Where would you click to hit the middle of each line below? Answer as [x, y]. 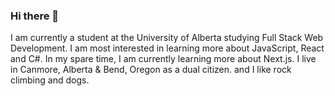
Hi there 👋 [35, 16]
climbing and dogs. [50, 80]
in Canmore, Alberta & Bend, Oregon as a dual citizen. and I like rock [151, 70]
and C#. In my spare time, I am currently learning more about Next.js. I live [163, 59]
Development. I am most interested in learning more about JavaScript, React [167, 48]
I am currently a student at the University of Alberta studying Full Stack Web [167, 38]
